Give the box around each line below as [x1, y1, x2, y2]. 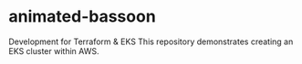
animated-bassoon [8, 6, 156, 27]
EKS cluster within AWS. [8, 45, 99, 56]
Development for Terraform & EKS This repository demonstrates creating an [8, 36, 294, 47]
